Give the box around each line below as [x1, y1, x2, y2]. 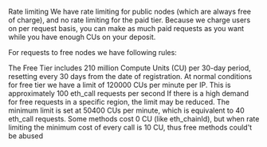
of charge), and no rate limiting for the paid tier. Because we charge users [8, 15, 251, 25]
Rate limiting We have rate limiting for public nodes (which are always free [8, 7, 252, 16]
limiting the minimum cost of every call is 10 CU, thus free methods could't [8, 123, 253, 132]
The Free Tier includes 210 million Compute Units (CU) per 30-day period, [8, 63, 251, 73]
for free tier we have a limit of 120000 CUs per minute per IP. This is [8, 80, 231, 89]
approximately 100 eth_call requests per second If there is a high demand [8, 89, 249, 98]
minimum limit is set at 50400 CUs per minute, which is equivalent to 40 [8, 105, 245, 115]
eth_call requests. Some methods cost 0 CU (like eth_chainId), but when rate [8, 114, 260, 123]
